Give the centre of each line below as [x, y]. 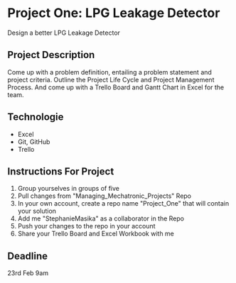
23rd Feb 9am [28, 273]
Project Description [51, 55]
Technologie [36, 117]
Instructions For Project [61, 171]
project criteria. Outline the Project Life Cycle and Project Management [111, 79]
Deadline [28, 256]
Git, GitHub [34, 141]
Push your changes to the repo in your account [86, 226]
